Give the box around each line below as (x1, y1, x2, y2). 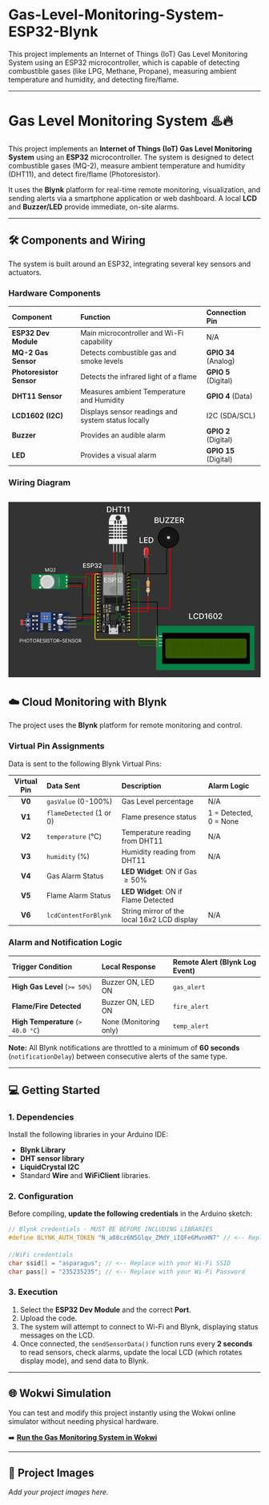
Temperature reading (121, 827, 191, 837)
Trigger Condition (11, 962, 73, 971)
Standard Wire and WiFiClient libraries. (19, 1171, 151, 1180)
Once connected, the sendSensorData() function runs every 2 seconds (19, 1338, 253, 1348)
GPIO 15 (206, 446, 235, 456)
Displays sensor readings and (79, 406, 178, 416)
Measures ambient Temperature (79, 387, 186, 397)
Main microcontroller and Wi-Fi (79, 328, 184, 337)
